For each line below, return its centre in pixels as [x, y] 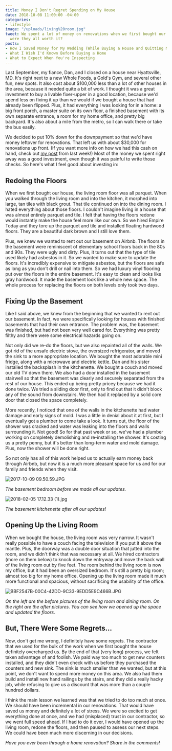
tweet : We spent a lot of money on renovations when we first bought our [86, 34]
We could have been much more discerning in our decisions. [69, 732]
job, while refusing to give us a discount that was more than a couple [78, 684]
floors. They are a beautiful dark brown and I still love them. [68, 231]
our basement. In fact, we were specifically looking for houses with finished [85, 319]
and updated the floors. [30, 612]
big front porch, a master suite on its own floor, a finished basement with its [85, 111]
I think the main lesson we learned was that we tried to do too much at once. [86, 700]
